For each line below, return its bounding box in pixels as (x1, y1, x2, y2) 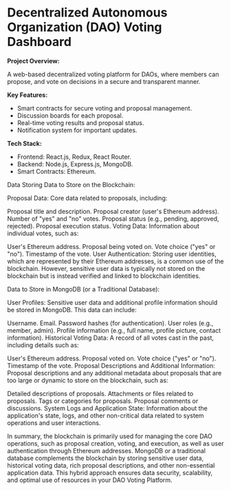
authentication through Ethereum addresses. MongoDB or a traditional (7, 446, 206, 455)
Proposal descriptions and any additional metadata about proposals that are (7, 369, 222, 377)
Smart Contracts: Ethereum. (16, 167, 96, 175)
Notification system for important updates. (16, 126, 137, 134)
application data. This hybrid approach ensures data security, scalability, (7, 468, 213, 477)
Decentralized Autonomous (7, 5, 168, 21)
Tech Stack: (7, 139, 43, 147)
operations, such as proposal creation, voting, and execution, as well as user (7, 439, 224, 448)
